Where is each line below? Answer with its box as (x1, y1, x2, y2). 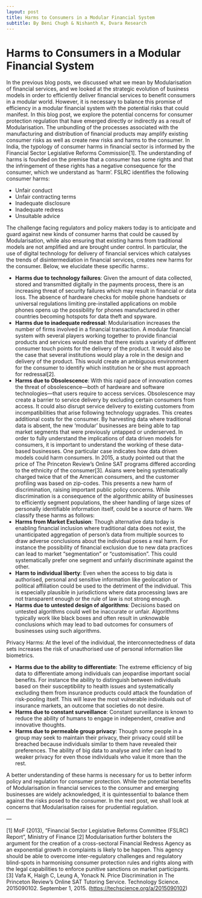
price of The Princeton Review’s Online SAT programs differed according (14, 460, 196, 468)
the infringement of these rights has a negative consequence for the (6, 162, 176, 170)
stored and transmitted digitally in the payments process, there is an (14, 281, 185, 288)
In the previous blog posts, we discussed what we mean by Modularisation (6, 79, 192, 86)
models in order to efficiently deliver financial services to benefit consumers (6, 92, 196, 99)
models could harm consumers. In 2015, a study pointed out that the (14, 454, 185, 461)
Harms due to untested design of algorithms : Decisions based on (14, 601, 180, 609)
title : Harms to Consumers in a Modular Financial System (6, 14, 155, 21)
